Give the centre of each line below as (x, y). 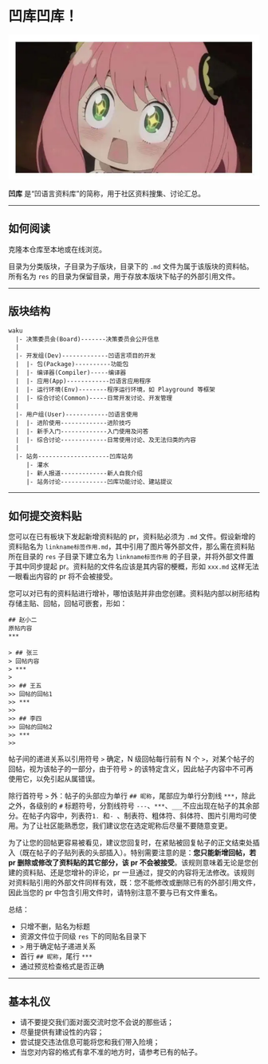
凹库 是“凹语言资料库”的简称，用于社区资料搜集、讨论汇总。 (107, 193)
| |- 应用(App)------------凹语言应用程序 (83, 381)
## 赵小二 (23, 620)
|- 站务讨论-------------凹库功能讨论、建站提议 (99, 482)
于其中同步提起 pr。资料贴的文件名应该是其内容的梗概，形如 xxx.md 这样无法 (134, 566)
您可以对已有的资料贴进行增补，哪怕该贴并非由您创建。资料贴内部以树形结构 (134, 593)
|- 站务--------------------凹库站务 (75, 457)
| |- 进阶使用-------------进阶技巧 (73, 424)
